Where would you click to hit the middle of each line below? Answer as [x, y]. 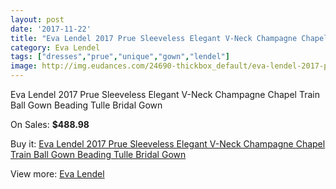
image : [24, 66]
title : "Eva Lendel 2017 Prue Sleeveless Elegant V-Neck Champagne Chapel [169, 38]
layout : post [37, 19]
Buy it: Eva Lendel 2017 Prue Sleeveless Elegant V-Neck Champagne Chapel [168, 144]
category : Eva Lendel [55, 47]
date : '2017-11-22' [51, 29]
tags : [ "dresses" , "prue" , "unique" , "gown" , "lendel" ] [120, 57]
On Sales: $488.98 [50, 124]
